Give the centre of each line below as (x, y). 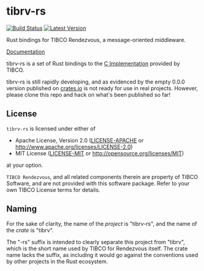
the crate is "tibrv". (30, 230)
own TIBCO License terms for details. (53, 189)
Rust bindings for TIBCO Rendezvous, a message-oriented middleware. (96, 40)
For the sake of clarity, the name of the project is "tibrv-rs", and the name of (102, 223)
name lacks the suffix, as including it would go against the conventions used (102, 255)
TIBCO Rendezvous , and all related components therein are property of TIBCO (102, 177)
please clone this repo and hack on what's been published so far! (89, 94)
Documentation (26, 51)
